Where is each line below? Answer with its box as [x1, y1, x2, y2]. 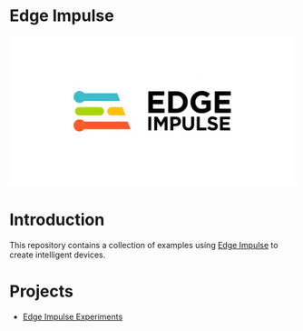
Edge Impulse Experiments [22, 311, 123, 323]
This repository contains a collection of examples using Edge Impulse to [9, 240, 279, 251]
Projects [9, 281, 74, 302]
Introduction [9, 210, 105, 230]
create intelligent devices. [9, 249, 106, 260]
